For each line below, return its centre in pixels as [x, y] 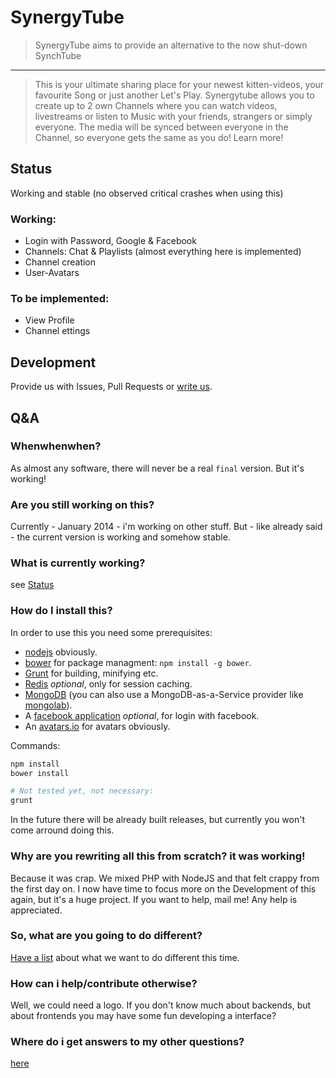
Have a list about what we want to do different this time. [125, 957]
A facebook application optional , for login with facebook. [142, 715]
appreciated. [36, 910]
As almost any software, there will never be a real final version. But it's [157, 468]
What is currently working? [78, 563]
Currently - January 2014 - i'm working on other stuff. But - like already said [166, 527]
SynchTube [58, 55]
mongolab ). [48, 705]
